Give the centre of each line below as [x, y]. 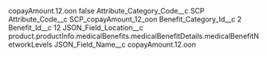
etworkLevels [31, 44]
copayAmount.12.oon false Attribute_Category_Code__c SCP [106, 11]
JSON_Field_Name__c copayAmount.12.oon [126, 44]
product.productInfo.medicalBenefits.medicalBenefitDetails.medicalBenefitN [133, 36]
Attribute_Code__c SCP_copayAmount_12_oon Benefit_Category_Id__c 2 [125, 19]
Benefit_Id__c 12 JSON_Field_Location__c [76, 28]
